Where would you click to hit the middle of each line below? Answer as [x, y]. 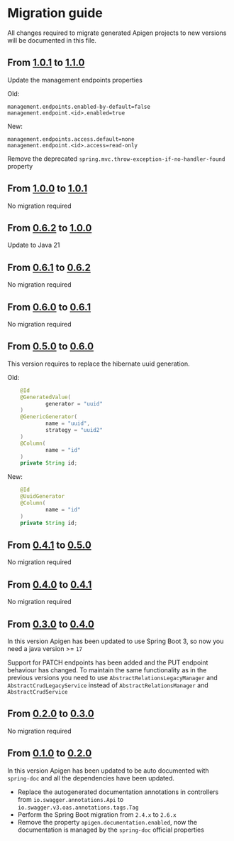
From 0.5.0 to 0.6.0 [51, 347]
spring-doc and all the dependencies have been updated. [91, 778]
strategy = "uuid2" [74, 430]
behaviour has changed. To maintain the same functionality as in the [107, 670]
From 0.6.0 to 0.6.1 [49, 307]
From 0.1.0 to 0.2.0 [50, 753]
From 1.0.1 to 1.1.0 [46, 63]
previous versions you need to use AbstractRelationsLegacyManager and [112, 678]
